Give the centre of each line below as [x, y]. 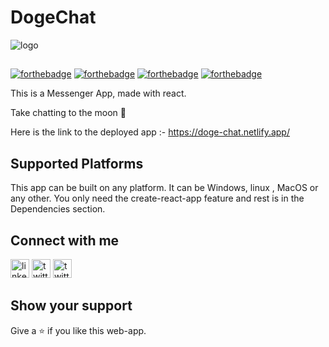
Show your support [71, 306]
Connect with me [65, 240]
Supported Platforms [77, 163]
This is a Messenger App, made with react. [98, 93]
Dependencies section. [58, 209]
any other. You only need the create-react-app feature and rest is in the [157, 198]
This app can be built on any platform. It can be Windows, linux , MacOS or [164, 188]
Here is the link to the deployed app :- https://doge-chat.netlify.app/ [150, 132]
